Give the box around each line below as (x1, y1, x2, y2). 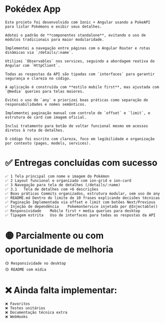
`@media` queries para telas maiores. (5, 89, 84, 94)
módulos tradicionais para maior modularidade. (5, 37, 105, 42)
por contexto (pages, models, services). (5, 141, 91, 146)
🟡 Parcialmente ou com (5, 230, 104, 242)
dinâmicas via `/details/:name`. (5, 50, 74, 55)
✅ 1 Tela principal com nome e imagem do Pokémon (5, 174, 110, 179)
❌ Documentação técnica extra (5, 310, 68, 315)
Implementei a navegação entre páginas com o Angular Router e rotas (5, 45, 151, 50)
